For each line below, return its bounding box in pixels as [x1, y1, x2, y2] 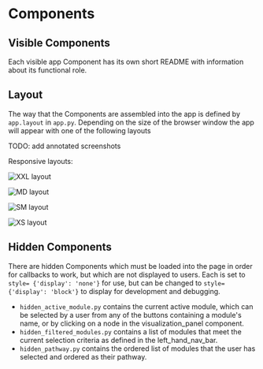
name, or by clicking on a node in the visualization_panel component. [19, 319, 244, 328]
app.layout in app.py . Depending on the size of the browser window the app [8, 117, 254, 127]
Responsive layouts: [8, 156, 73, 166]
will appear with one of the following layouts [8, 125, 151, 135]
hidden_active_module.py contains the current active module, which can [19, 301, 254, 311]
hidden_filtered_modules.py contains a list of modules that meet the [19, 326, 242, 336]
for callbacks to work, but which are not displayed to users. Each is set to [8, 270, 246, 279]
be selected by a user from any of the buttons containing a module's [19, 310, 242, 319]
